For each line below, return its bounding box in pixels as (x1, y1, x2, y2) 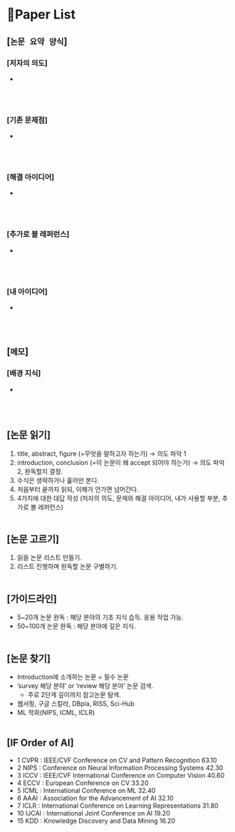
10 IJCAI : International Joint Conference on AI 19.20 (16, 808, 170, 817)
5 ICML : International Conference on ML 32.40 (16, 786, 156, 794)
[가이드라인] (6, 592, 58, 605)
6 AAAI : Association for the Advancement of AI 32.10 (16, 794, 174, 802)
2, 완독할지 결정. (16, 467, 63, 476)
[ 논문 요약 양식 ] (6, 35, 68, 47)
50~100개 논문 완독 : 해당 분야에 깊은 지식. (16, 622, 136, 630)
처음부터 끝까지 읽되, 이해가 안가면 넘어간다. (16, 485, 140, 493)
